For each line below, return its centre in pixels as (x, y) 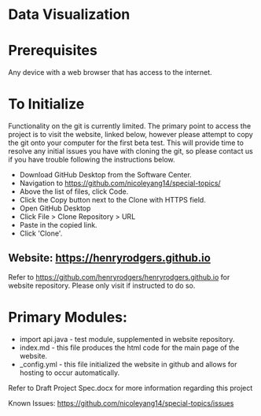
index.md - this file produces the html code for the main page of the (129, 347)
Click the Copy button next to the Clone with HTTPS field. (112, 200)
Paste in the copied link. (58, 225)
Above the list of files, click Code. (74, 191)
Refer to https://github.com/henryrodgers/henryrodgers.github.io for (119, 277)
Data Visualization (69, 15)
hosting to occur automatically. (70, 373)
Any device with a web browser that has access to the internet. (110, 72)
